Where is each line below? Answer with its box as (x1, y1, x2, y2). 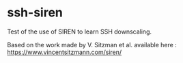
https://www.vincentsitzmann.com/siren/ (7, 48, 122, 56)
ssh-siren (7, 5, 63, 21)
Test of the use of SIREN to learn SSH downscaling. (7, 27, 152, 36)
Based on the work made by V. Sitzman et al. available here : (7, 40, 178, 49)
